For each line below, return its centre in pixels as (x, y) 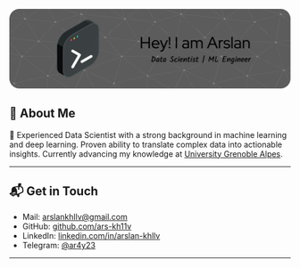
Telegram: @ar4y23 (59, 246)
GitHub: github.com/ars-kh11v (77, 226)
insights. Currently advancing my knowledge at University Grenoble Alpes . (146, 154)
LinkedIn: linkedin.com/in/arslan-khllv (91, 236)
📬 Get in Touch (54, 191)
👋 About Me (42, 114)
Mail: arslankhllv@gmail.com (75, 217)
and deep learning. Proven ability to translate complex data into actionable (146, 144)
